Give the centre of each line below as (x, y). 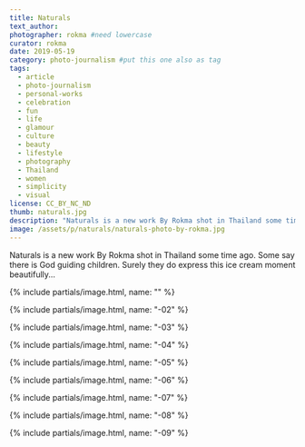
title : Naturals (40, 18)
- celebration (44, 102)
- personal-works (50, 94)
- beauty (34, 144)
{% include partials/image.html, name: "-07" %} (99, 397)
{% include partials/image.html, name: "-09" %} (99, 432)
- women (32, 178)
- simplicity (42, 187)
